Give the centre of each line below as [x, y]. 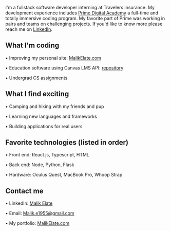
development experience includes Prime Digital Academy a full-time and [82, 13]
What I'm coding [32, 46]
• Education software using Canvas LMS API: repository [64, 68]
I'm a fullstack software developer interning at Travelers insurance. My [80, 7]
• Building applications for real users [44, 126]
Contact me [24, 191]
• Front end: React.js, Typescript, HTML [48, 155]
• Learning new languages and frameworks [51, 116]
